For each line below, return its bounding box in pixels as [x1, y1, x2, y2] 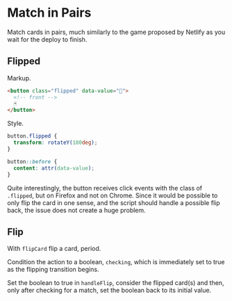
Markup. [7, 74, 31, 82]
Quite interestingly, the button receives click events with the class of [7, 184, 203, 192]
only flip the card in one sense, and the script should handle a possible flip [7, 198, 220, 206]
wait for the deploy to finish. [7, 35, 88, 43]
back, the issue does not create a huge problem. [7, 206, 146, 214]
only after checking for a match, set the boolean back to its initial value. [7, 286, 212, 295]
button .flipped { [7, 133, 58, 140]
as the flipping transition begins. [7, 266, 99, 274]
